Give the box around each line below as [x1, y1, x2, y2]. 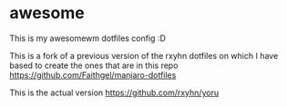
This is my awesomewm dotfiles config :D [9, 33, 167, 44]
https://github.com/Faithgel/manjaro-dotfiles [9, 69, 177, 80]
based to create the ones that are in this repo [9, 60, 179, 71]
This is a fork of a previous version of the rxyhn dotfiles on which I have [9, 50, 279, 61]
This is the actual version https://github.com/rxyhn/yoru [9, 87, 220, 98]
